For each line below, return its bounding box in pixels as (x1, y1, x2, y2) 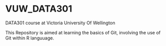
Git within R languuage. (5, 35, 54, 41)
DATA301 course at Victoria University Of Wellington (5, 20, 115, 26)
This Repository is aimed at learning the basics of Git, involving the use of (5, 29, 161, 35)
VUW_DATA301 (5, 3, 73, 15)
